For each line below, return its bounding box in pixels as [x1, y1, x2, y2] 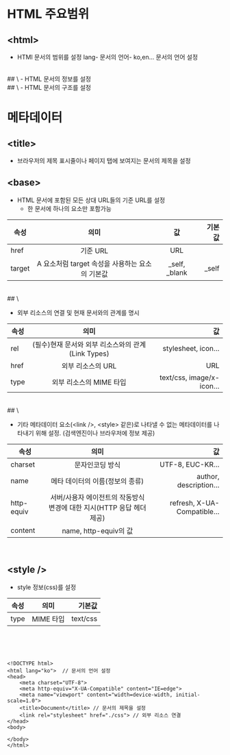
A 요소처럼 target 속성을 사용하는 [36, 258, 138, 268]
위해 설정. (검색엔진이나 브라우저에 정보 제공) [35, 429, 155, 437]
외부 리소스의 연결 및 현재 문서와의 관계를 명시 [16, 308, 140, 317]
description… [177, 480, 220, 490]
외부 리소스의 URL [61, 361, 117, 371]
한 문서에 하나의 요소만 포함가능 [27, 204, 112, 212]
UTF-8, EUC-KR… [159, 460, 220, 469]
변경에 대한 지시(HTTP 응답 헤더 [48, 503, 147, 512]
